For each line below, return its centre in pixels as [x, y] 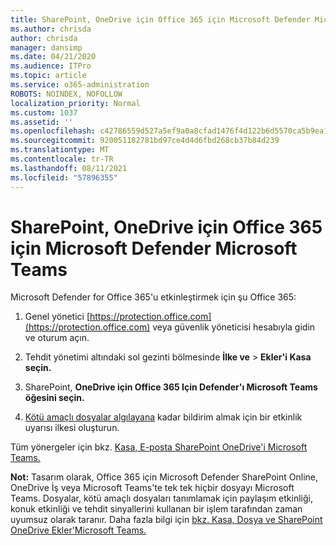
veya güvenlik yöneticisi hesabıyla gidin [234, 327]
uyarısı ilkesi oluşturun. [72, 428]
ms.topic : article [48, 76]
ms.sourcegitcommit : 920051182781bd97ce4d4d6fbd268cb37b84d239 [145, 141]
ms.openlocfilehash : [53, 131]
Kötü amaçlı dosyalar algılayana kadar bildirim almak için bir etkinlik [163, 417]
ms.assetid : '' [42, 122]
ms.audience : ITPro [51, 66]
